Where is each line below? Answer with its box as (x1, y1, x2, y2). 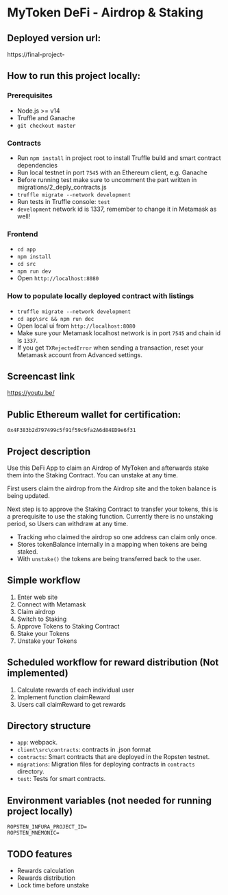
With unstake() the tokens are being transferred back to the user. (16, 555, 201, 563)
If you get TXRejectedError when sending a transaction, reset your (16, 343, 204, 352)
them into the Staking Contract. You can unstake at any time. (7, 471, 178, 479)
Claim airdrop (16, 607, 55, 615)
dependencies (16, 161, 58, 169)
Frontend (7, 229, 38, 238)
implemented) (7, 668, 68, 679)
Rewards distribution (16, 874, 75, 882)
